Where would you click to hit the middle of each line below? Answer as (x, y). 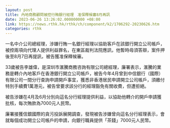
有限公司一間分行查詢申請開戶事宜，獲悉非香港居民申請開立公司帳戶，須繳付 (85, 80)
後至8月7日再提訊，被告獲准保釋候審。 (46, 57)
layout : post (19, 10)
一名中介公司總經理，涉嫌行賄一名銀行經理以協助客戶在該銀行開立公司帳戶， (85, 44)
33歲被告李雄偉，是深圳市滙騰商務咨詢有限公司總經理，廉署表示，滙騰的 (81, 67)
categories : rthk (24, 29)
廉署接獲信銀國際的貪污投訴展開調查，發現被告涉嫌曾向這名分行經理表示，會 (85, 114)
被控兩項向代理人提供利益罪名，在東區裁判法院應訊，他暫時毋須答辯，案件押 (85, 50)
